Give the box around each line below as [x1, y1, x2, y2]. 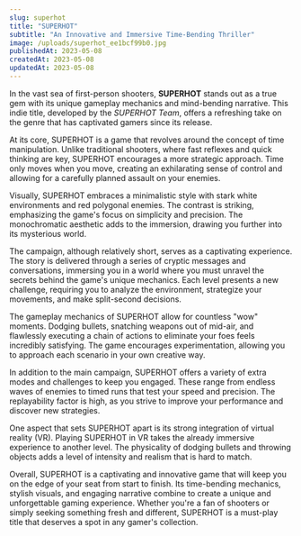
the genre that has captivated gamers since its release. [9, 116, 213, 127]
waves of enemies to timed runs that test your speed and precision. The [9, 386, 276, 396]
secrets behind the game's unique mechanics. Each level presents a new [9, 274, 279, 285]
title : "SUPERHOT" [9, 22, 78, 31]
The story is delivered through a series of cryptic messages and [9, 255, 246, 266]
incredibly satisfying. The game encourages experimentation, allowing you [9, 340, 286, 350]
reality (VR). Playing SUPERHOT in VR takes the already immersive [9, 432, 255, 442]
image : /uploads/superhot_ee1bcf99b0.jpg [9, 38, 167, 48]
